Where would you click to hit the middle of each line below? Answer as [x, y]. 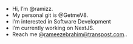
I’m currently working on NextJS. [53, 28]
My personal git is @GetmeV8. [50, 15]
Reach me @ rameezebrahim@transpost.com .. [70, 34]
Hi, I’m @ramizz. [32, 9]
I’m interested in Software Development [61, 21]
